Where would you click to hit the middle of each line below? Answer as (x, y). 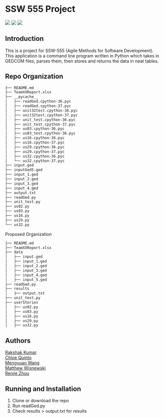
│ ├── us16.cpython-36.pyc (35, 138)
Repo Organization (34, 76)
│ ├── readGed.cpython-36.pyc (38, 102)
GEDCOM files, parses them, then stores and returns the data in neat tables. (82, 61)
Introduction (25, 39)
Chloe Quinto (18, 358)
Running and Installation (43, 389)
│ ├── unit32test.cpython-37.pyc (41, 115)
